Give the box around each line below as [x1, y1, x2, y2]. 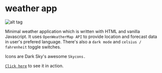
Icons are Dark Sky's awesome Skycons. [5, 53, 86, 59]
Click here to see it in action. [5, 63, 64, 69]
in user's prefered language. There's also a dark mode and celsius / [5, 38, 142, 44]
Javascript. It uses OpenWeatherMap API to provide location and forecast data [5, 34, 157, 39]
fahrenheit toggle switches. [5, 44, 61, 50]
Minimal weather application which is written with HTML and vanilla [5, 28, 140, 34]
